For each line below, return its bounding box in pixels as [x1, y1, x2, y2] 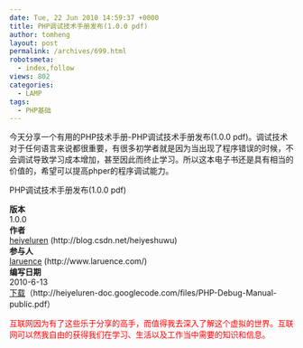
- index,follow [17, 64, 75, 73]
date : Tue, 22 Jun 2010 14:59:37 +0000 [9, 13, 160, 23]
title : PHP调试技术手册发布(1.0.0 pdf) [9, 22, 149, 31]
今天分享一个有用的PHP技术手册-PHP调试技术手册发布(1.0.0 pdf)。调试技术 [9, 132, 289, 143]
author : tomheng [9, 30, 70, 39]
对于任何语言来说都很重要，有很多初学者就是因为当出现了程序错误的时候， [9, 143, 286, 154]
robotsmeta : [9, 55, 54, 64]
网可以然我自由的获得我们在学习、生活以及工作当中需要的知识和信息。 [9, 329, 271, 340]
